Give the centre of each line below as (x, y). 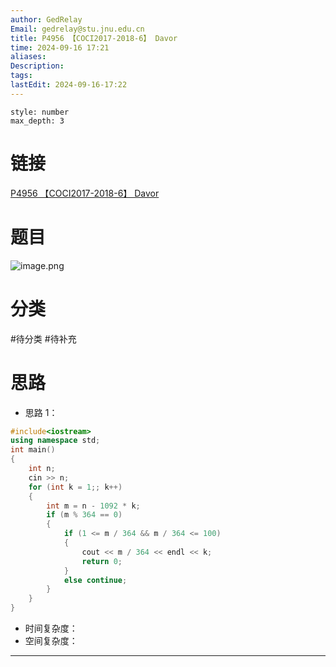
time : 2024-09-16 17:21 (60, 47)
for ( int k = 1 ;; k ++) (75, 487)
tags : (21, 76)
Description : (37, 66)
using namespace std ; (55, 441)
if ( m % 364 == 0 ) (84, 515)
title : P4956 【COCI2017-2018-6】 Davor (94, 38)
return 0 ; (102, 561)
